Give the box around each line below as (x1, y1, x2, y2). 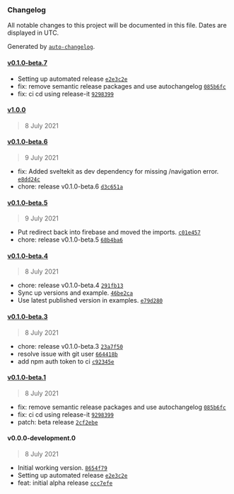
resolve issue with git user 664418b (17, 349, 118, 358)
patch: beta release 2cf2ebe (17, 417, 98, 426)
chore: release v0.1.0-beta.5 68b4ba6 (17, 235, 124, 244)
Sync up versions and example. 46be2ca (17, 288, 133, 297)
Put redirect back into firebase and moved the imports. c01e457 (17, 228, 201, 237)
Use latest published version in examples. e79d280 (17, 296, 163, 305)
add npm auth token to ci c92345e (17, 357, 115, 366)
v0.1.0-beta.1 (7, 374, 47, 382)
